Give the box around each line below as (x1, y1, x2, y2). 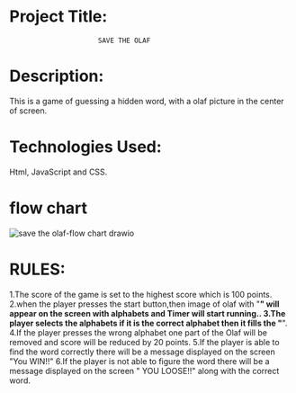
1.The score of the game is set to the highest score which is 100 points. (9, 289, 273, 299)
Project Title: (9, 6, 108, 27)
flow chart (9, 198, 88, 218)
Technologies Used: (9, 137, 162, 157)
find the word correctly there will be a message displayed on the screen (9, 346, 276, 357)
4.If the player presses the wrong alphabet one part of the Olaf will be (9, 326, 268, 338)
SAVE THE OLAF (97, 36, 151, 45)
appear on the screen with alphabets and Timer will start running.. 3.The (9, 308, 286, 318)
